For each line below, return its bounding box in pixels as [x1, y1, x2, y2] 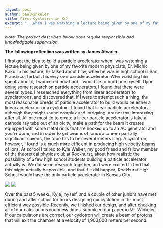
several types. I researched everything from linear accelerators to [5, 89, 136, 95]
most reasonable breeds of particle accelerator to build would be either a [5, 99, 151, 105]
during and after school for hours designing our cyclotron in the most [5, 197, 143, 203]
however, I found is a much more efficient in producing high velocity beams [5, 141, 156, 147]
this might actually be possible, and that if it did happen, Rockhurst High [5, 167, 149, 173]
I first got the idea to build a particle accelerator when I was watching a [5, 58, 147, 64]
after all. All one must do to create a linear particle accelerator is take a [5, 115, 147, 121]
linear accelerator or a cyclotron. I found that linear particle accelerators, [5, 105, 150, 111]
